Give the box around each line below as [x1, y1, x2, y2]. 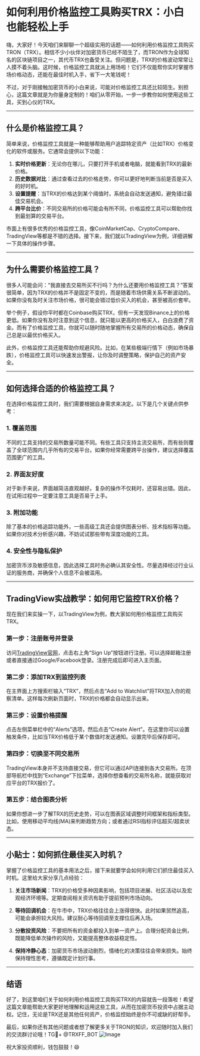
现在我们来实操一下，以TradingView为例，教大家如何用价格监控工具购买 [6, 611, 183, 618]
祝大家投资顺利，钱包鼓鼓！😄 [6, 1043, 80, 1051]
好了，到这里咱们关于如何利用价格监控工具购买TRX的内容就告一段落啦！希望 [6, 996, 194, 1003]
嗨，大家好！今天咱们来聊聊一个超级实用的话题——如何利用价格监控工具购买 [6, 41, 194, 48]
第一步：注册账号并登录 [6, 635, 73, 643]
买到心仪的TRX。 [16, 98, 58, 105]
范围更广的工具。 [6, 454, 48, 461]
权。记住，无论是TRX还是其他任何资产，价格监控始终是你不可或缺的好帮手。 [6, 1011, 194, 1018]
